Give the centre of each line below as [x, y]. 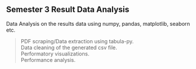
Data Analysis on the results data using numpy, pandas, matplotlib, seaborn [98, 23]
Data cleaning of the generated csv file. [69, 47]
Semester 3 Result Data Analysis [68, 10]
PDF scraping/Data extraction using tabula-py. [77, 41]
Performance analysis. [48, 60]
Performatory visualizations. [55, 54]
